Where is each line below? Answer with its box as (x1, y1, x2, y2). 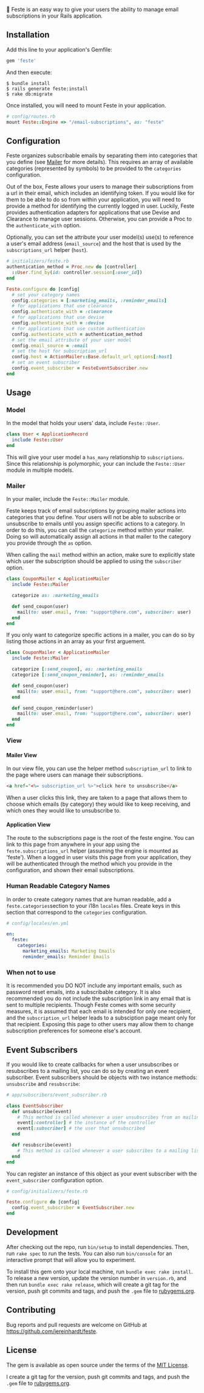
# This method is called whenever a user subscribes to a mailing (17, 1148, 189, 1154)
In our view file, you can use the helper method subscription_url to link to (6, 765, 192, 772)
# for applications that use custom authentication (12, 325, 146, 332)
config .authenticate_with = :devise (12, 320, 104, 326)
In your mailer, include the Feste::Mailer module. (6, 496, 129, 503)
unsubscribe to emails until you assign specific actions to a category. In (6, 520, 185, 528)
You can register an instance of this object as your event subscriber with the (6, 1170, 197, 1177)
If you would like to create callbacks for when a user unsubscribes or (6, 1060, 179, 1068)
